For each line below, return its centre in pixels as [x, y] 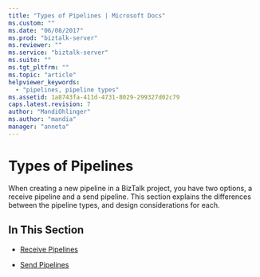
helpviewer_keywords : [44, 82]
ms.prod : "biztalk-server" [53, 38]
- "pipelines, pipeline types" [67, 90]
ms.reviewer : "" [35, 45]
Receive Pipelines [49, 249]
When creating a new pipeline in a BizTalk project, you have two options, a [130, 188]
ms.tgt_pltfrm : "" [39, 68]
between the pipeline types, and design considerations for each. [114, 205]
